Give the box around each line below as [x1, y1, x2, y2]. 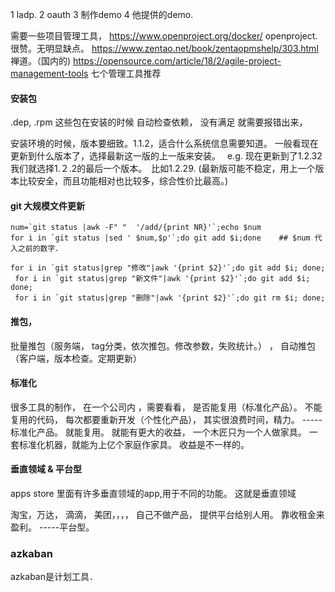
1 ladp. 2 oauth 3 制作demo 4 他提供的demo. [10, 9, 194, 20]
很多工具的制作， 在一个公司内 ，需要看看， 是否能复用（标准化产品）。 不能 [10, 401, 323, 413]
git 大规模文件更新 [10, 199, 86, 212]
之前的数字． [17, 244, 63, 254]
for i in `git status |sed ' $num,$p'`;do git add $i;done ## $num [10, 233, 311, 243]
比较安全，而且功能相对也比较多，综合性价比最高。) [18, 175, 229, 187]
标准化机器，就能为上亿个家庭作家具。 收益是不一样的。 [18, 438, 250, 450]
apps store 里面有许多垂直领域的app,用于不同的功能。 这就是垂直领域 [10, 488, 297, 500]
